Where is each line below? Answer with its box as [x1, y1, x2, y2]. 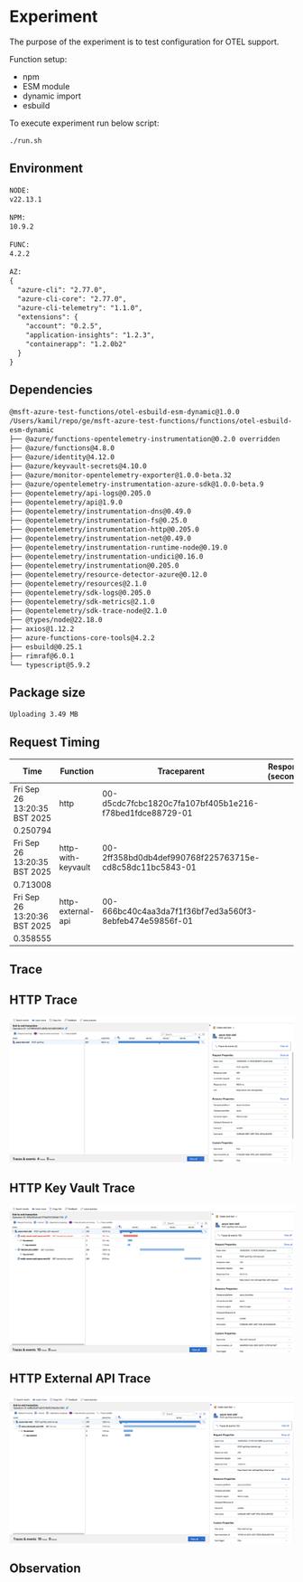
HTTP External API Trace [9, 1370, 151, 1386]
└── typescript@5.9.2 [9, 660, 91, 670]
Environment [9, 161, 84, 176]
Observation [9, 1560, 81, 1576]
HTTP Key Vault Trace [9, 1180, 135, 1195]
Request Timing [9, 734, 101, 749]
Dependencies [9, 382, 93, 398]
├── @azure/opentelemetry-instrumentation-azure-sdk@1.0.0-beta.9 [9, 479, 264, 489]
